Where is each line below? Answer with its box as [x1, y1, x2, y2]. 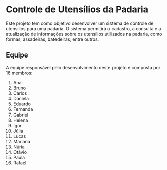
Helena [13, 117, 28, 123]
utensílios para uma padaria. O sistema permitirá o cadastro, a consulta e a [6, 25, 161, 31]
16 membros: [6, 70, 33, 76]
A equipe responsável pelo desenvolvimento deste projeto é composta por [6, 64, 161, 70]
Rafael [13, 160, 27, 166]
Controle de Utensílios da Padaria [6, 4, 148, 15]
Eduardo [13, 101, 31, 107]
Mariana [13, 138, 31, 144]
